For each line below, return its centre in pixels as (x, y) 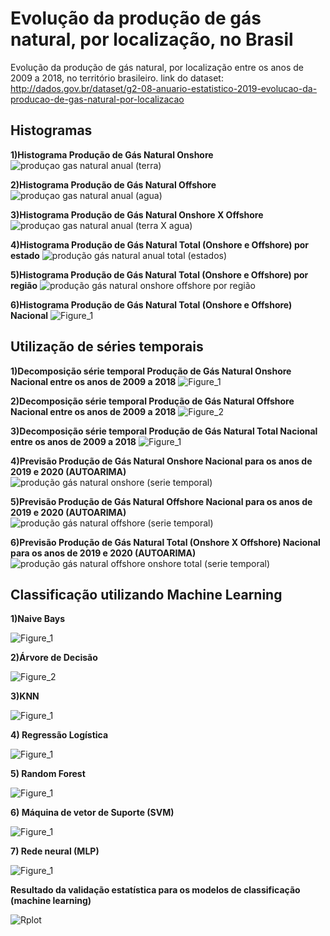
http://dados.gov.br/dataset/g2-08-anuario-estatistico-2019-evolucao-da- (164, 88)
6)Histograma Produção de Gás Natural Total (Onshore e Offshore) (151, 304)
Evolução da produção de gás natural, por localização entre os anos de (157, 67)
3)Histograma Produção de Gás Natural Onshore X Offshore (137, 214)
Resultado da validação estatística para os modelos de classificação (155, 890)
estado (25, 255)
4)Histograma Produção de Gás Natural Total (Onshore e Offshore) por (160, 244)
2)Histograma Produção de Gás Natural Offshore (113, 184)
